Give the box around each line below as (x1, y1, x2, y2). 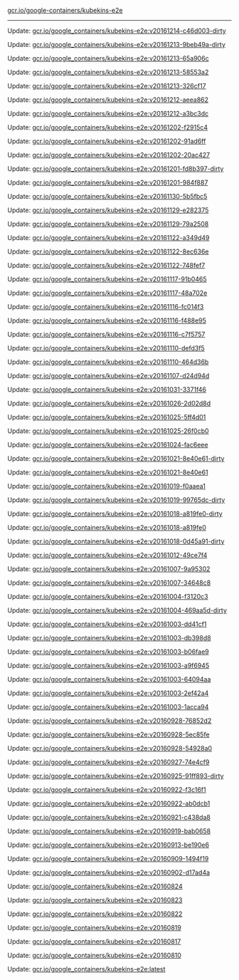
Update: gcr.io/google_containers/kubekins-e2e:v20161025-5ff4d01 (7, 413, 206, 421)
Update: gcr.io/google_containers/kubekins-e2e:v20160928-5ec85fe (7, 730, 210, 739)
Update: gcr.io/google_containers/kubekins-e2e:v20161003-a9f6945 (7, 662, 210, 669)
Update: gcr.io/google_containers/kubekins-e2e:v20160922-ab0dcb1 (7, 799, 211, 808)
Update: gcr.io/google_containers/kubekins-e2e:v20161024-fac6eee (7, 441, 208, 449)
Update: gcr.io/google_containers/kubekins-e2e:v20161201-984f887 (7, 178, 208, 187)
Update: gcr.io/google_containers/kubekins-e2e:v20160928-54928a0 (7, 744, 212, 752)
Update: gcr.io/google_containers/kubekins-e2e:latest (7, 965, 166, 973)
